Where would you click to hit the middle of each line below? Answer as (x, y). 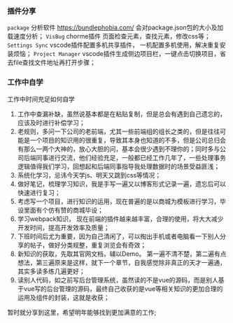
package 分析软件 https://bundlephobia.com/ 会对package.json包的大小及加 (115, 28)
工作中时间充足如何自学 (41, 99)
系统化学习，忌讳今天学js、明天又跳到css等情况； (89, 175)
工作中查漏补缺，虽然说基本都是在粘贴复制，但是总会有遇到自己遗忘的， (121, 114)
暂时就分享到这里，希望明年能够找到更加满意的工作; (82, 312)
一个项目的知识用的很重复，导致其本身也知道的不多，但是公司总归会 (128, 140)
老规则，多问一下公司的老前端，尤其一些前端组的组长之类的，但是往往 (119, 131)
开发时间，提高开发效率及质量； (63, 227)
